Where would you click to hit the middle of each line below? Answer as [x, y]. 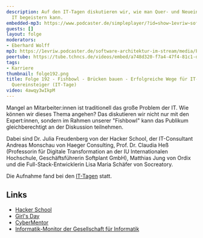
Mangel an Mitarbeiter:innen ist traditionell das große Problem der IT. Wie [98, 108]
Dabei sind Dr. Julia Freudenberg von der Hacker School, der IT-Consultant [100, 138]
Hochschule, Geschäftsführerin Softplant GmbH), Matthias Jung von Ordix [99, 158]
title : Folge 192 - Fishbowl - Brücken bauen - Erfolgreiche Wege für [97, 79]
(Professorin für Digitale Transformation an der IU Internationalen [87, 151]
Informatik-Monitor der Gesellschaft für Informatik [77, 229]
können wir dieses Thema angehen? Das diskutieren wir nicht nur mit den [98, 114]
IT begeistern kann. [37, 18]
